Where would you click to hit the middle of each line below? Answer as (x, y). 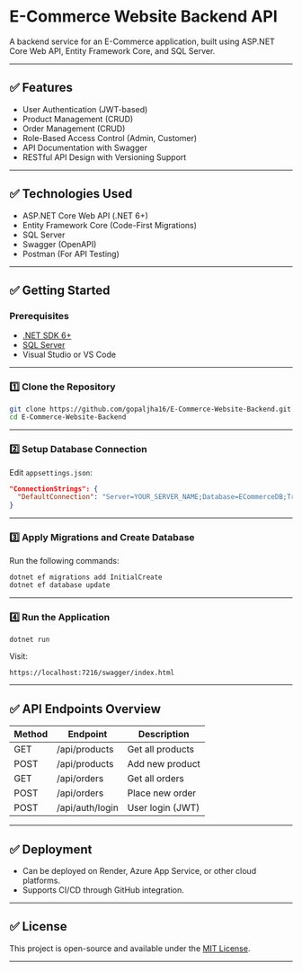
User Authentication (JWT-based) (85, 109)
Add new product (164, 764)
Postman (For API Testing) (71, 254)
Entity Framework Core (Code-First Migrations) (110, 225)
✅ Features (41, 88)
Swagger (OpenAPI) (59, 244)
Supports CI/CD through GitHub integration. (103, 890)
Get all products (161, 750)
